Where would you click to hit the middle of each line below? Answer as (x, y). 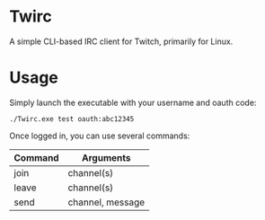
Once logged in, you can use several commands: (100, 136)
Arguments (106, 157)
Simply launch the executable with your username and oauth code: (133, 102)
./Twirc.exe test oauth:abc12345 (72, 119)
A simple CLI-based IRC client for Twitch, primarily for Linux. (121, 41)
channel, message (106, 202)
